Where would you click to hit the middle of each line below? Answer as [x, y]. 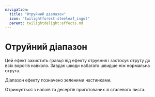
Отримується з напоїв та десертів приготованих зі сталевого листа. [75, 90]
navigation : [17, 9]
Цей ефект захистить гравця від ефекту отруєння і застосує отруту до [78, 61]
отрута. [13, 71]
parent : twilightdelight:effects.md [46, 23]
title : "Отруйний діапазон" [38, 14]
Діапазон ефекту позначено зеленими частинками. [58, 80]
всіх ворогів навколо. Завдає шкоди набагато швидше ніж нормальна [77, 65]
